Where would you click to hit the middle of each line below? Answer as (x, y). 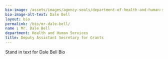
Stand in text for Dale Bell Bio (35, 52)
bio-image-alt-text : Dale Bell (38, 14)
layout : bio (17, 19)
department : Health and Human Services (47, 33)
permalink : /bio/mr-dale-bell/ (38, 24)
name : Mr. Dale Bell (28, 28)
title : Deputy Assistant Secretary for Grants (54, 38)
